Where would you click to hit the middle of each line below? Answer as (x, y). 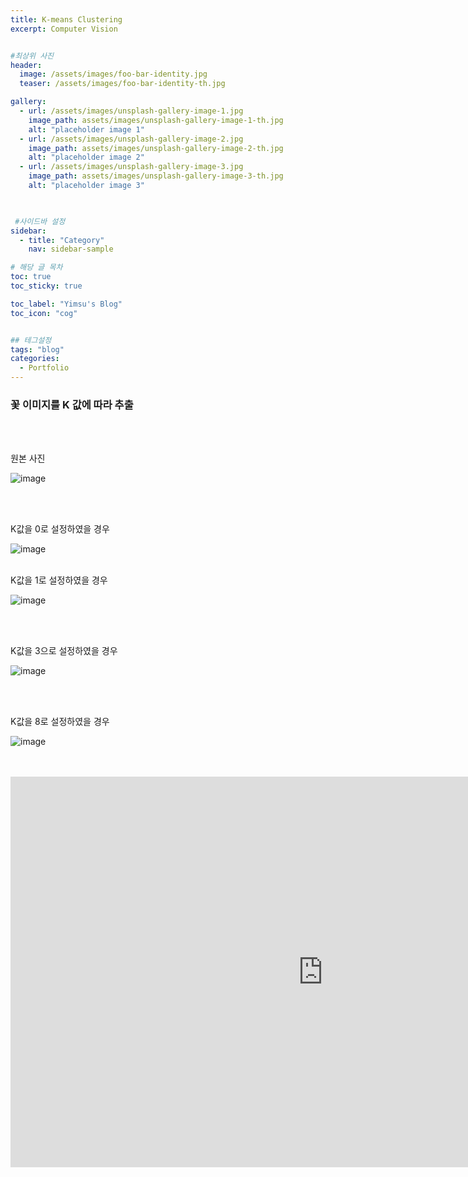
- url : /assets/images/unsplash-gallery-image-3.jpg (131, 167)
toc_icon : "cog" (44, 313)
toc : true (31, 277)
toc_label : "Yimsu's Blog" (66, 304)
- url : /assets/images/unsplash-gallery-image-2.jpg (131, 139)
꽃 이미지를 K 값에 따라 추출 (72, 404)
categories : (35, 359)
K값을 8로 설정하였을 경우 (60, 722)
